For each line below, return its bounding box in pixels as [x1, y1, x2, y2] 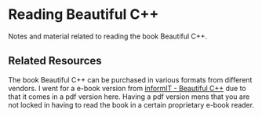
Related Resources [8, 54, 102, 68]
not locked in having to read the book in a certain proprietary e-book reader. [8, 100, 255, 109]
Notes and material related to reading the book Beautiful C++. [8, 31, 208, 41]
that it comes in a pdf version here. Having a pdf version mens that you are [8, 92, 250, 101]
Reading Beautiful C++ [8, 5, 159, 24]
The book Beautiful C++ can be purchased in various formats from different [8, 75, 253, 84]
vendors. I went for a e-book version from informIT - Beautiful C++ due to [8, 83, 247, 93]
